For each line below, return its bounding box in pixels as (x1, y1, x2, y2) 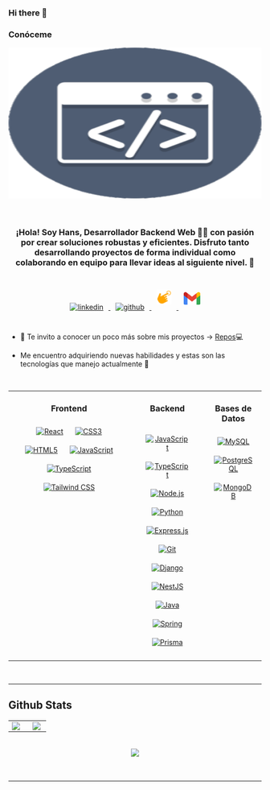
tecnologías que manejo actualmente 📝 (19, 358, 149, 369)
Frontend (51, 403, 88, 414)
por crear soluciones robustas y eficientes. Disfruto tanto (20, 237, 250, 248)
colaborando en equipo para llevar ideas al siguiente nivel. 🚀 (15, 257, 255, 268)
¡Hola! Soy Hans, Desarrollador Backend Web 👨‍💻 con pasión (15, 227, 255, 238)
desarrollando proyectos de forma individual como (34, 247, 236, 259)
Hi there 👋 (8, 7, 48, 19)
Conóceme (8, 28, 52, 39)
